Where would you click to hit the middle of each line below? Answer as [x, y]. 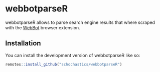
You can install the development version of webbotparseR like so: [73, 55]
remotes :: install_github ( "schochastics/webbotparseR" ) [64, 64]
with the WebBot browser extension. [43, 27]
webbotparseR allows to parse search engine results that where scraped [80, 22]
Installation [23, 43]
